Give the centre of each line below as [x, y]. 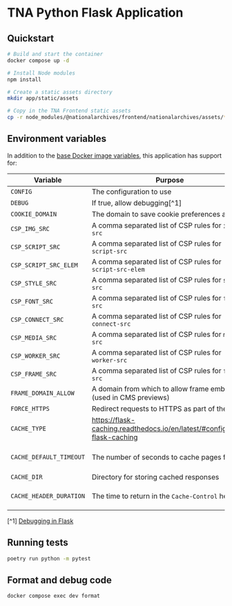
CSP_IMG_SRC [30, 229]
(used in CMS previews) [131, 397]
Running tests [38, 543]
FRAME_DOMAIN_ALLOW [42, 393]
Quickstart [31, 38]
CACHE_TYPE [28, 428]
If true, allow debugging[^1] [137, 203]
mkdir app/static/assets [43, 98]
